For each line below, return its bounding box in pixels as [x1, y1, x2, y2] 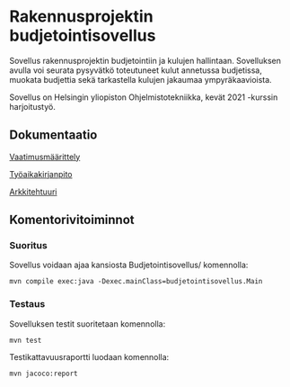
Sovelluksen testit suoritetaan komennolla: [9, 318, 166, 329]
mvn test [9, 336, 42, 345]
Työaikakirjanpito [9, 168, 73, 179]
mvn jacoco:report [9, 369, 78, 378]
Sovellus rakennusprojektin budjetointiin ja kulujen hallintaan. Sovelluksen [9, 55, 281, 66]
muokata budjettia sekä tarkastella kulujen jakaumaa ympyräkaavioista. [9, 74, 272, 85]
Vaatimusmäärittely [9, 151, 81, 162]
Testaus [9, 298, 46, 310]
